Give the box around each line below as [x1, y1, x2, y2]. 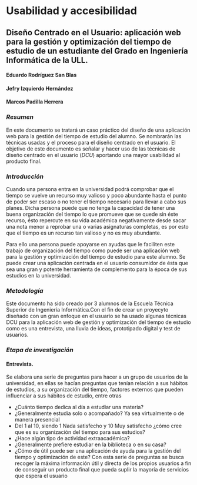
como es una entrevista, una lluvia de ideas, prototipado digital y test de [6, 325, 181, 332]
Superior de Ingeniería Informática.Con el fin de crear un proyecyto [6, 306, 169, 313]
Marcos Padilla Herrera [6, 98, 64, 105]
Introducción [6, 172, 44, 180]
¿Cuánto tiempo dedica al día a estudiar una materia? [14, 404, 144, 411]
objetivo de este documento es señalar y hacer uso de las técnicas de [6, 145, 176, 152]
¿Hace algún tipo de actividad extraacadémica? [14, 435, 131, 442]
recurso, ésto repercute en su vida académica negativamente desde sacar [6, 216, 186, 224]
